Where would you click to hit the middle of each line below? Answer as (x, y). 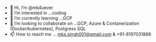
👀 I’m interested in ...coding (38, 13)
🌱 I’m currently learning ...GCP (41, 18)
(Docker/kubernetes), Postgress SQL (48, 29)
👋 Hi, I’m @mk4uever (31, 8)
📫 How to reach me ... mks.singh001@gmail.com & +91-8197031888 (80, 34)
